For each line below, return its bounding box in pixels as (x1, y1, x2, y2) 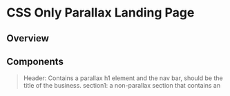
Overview (6, 32, 50, 44)
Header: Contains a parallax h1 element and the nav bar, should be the (23, 74, 223, 82)
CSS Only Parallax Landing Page (6, 5, 195, 21)
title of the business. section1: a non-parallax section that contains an (23, 81, 221, 90)
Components (6, 55, 64, 67)
